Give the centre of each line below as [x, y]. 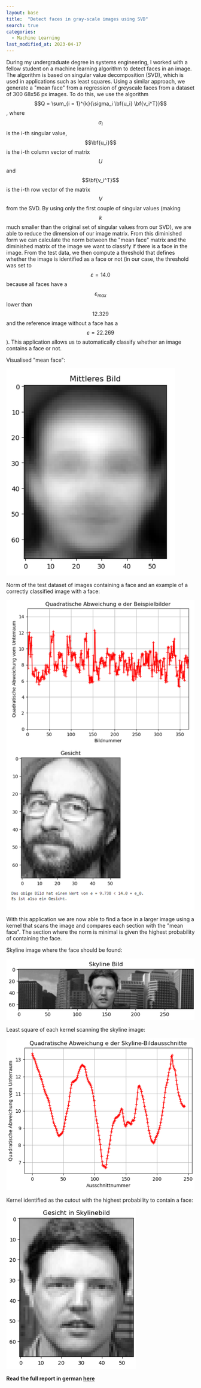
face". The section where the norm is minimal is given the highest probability [100, 932]
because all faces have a [37, 284]
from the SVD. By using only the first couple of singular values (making [93, 208]
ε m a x [100, 294]
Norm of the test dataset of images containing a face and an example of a [97, 585]
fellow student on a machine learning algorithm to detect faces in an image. [99, 68]
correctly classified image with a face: [53, 591]
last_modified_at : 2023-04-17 [44, 44]
